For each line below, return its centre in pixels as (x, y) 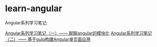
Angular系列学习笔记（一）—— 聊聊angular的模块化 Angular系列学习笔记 (79, 33)
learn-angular (34, 9)
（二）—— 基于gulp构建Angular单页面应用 (48, 39)
